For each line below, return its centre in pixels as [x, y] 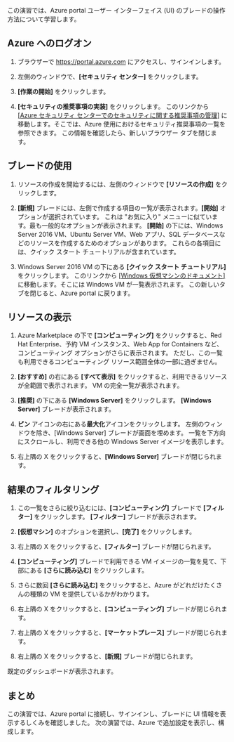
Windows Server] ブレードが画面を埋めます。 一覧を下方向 [141, 433]
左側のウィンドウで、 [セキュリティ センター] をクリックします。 [110, 77]
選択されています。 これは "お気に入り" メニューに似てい [130, 216]
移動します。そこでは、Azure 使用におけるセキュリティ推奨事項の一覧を [122, 124]
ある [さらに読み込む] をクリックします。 [89, 571]
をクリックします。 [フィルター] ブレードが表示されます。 [117, 517]
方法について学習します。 [44, 19]
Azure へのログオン [50, 43]
